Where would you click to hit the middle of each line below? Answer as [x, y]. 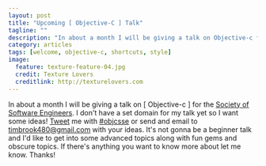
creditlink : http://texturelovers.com [80, 81]
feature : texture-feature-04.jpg [70, 67]
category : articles [40, 45]
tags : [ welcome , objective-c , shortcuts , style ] [90, 52]
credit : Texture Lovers [54, 74]
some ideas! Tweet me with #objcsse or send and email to [103, 121]
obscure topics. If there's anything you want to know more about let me [125, 146]
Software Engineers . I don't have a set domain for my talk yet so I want [123, 112]
